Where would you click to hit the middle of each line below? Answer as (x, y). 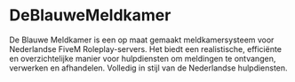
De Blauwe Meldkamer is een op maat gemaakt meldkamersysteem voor (142, 40)
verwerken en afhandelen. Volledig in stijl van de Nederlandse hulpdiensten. (148, 68)
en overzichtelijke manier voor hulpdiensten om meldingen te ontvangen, (143, 58)
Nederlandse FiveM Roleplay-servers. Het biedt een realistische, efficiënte (146, 48)
